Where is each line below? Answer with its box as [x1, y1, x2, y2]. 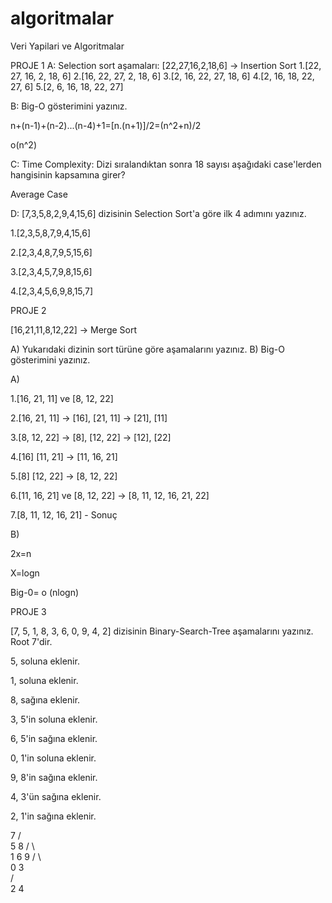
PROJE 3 [10, 605, 47, 617]
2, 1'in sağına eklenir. [10, 810, 97, 822]
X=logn [10, 567, 40, 579]
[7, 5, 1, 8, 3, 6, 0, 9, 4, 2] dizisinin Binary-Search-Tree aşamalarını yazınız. [10, 625, 314, 637]
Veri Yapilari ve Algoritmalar [10, 40, 125, 52]
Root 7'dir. [10, 635, 53, 647]
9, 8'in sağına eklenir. [10, 771, 98, 783]
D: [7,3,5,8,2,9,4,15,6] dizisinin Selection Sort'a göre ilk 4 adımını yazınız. [10, 207, 307, 219]
